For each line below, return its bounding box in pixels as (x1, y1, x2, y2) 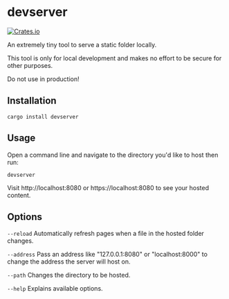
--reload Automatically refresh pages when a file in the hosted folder (7, 230, 204, 238)
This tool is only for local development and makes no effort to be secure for (7, 53, 222, 62)
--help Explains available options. (7, 284, 103, 293)
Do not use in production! (7, 74, 80, 83)
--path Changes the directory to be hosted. (7, 271, 131, 280)
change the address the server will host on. (7, 257, 131, 266)
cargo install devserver (7, 113, 79, 120)
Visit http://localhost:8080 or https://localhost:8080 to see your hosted (7, 183, 210, 191)
